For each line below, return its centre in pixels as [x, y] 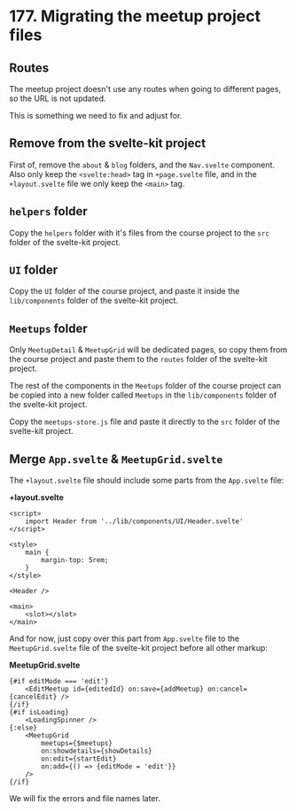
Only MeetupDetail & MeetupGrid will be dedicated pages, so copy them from [148, 350]
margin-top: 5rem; [75, 560]
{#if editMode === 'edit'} [59, 682]
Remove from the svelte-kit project [108, 143]
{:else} [23, 728]
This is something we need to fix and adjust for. [96, 116]
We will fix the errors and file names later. [85, 799]
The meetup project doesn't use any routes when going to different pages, [145, 89]
